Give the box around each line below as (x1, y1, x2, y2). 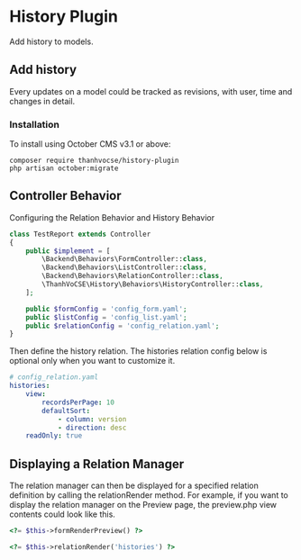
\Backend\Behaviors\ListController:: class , (41, 263, 207, 272)
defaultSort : (41, 406, 91, 415)
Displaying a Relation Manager (9, 456, 185, 472)
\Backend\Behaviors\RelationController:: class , (41, 272, 223, 281)
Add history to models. (9, 36, 94, 47)
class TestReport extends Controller (9, 230, 151, 239)
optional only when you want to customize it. (9, 356, 176, 366)
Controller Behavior (9, 188, 122, 203)
